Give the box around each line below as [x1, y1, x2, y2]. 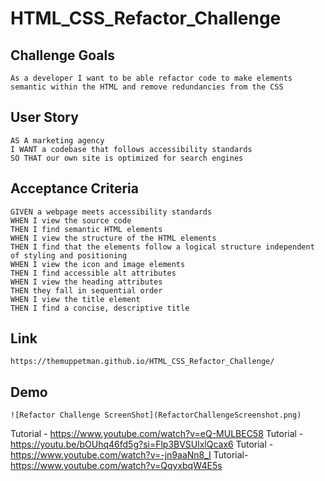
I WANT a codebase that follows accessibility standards [10, 144, 253, 154]
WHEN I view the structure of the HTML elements [10, 233, 217, 243]
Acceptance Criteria [10, 180, 139, 197]
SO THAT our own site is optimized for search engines [10, 153, 244, 163]
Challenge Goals [10, 47, 116, 64]
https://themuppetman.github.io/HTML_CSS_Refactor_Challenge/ [10, 357, 275, 367]
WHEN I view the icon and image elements [10, 259, 186, 269]
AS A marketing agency [10, 135, 105, 146]
